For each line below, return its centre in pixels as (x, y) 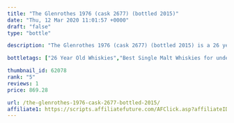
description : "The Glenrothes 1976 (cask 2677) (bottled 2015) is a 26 (113, 46)
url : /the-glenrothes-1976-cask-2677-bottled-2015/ (84, 102)
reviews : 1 (23, 83)
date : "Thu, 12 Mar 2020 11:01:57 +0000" (68, 20)
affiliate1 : (24, 109)
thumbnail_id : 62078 (37, 71)
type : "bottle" (29, 33)
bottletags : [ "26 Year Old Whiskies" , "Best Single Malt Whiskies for (110, 58)
